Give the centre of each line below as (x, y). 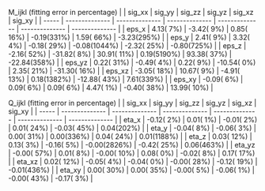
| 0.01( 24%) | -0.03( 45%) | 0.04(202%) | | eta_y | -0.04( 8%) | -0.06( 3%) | (132, 128)
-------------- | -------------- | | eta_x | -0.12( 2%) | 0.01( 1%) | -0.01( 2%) (137, 120)
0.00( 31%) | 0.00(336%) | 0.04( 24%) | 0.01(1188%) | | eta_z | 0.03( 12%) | (130, 137)
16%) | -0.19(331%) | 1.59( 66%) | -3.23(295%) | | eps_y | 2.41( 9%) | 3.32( (129, 37)
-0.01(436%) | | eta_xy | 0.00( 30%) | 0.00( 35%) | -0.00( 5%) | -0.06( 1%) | (131, 170)
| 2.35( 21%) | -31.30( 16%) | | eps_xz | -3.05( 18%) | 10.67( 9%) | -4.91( (124, 71)
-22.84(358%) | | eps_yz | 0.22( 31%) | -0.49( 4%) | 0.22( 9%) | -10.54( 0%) (132, 62)
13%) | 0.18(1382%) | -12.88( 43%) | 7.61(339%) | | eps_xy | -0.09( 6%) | (126, 79)
